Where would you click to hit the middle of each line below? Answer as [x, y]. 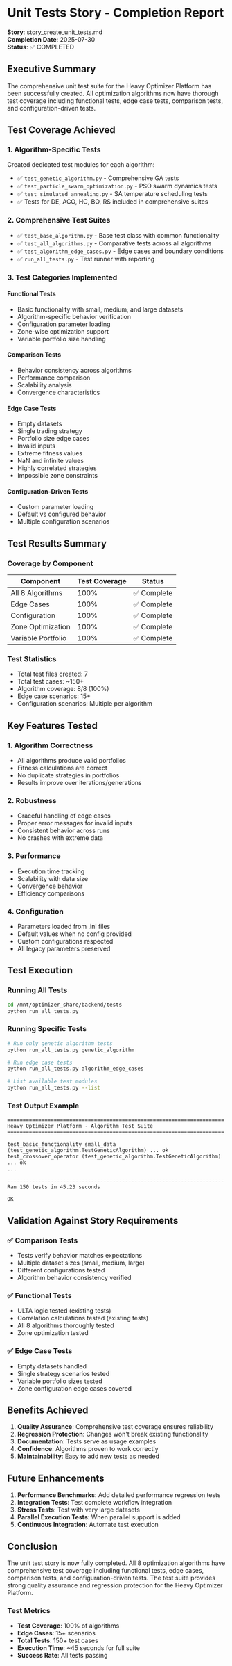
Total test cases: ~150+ [51, 681]
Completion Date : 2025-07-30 [51, 39]
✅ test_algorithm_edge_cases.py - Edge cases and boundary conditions [120, 251]
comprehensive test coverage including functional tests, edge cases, [106, 1571]
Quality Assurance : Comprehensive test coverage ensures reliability [115, 1427]
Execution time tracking [51, 871]
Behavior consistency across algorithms [74, 371]
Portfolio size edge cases [53, 439]
